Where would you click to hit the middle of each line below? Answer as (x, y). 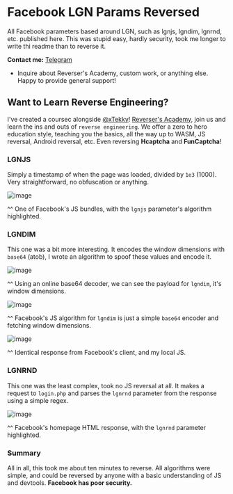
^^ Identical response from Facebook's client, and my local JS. (97, 353)
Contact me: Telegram (40, 59)
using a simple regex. (38, 400)
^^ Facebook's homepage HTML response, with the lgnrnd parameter (107, 427)
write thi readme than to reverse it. (57, 46)
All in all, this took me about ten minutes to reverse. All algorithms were (109, 468)
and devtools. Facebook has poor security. (70, 483)
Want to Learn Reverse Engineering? (88, 103)
